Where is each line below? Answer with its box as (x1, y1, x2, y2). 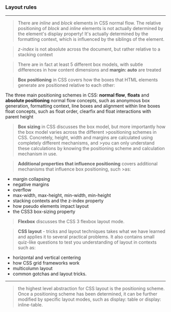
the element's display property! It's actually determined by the (17, 31, 149, 37)
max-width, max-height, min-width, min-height (12, 193, 111, 199)
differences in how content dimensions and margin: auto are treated (17, 67, 161, 73)
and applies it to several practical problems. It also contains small (17, 234, 155, 240)
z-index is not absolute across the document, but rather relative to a (17, 46, 160, 52)
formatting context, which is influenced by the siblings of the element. (17, 36, 164, 42)
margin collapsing (12, 176, 50, 182)
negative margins (12, 181, 49, 187)
